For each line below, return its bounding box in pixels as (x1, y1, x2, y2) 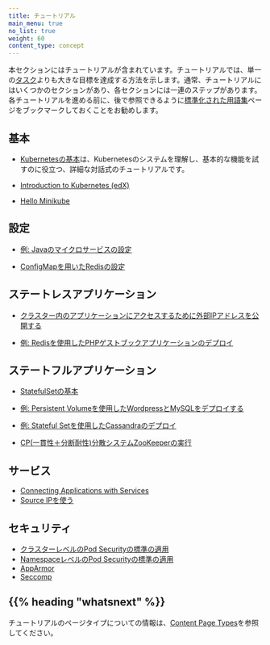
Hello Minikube (19, 195, 70, 206)
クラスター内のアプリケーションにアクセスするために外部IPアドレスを (19, 310, 252, 320)
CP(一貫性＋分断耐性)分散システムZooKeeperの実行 (19, 438, 192, 448)
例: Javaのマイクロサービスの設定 (19, 244, 132, 254)
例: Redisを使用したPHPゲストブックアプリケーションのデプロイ (19, 337, 234, 347)
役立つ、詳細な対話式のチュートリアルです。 (41, 164, 189, 174)
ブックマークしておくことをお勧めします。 (22, 106, 163, 115)
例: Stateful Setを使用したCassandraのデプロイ (19, 421, 177, 430)
